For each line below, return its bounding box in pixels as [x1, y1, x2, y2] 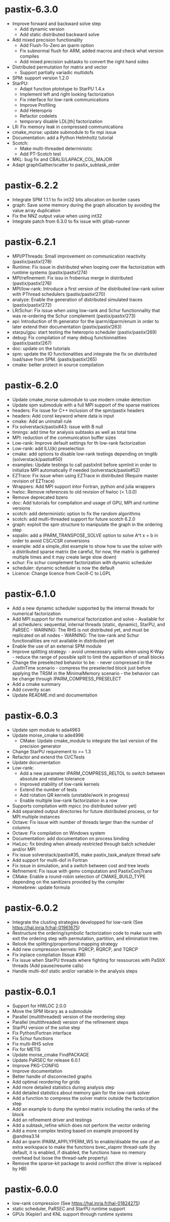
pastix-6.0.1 [5, 985, 56, 997]
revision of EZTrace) [12, 478, 55, 484]
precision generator [19, 743, 62, 749]
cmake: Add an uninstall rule [12, 418, 72, 424]
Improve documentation [12, 1068, 63, 1074]
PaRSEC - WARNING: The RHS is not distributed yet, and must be [12, 627, 149, 633]
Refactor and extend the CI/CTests [12, 754, 85, 760]
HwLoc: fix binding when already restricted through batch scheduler [12, 841, 156, 847]
